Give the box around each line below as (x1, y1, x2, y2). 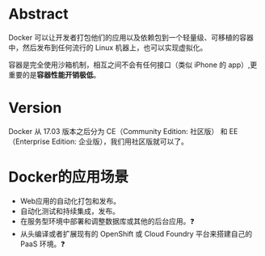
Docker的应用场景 (8, 168, 129, 187)
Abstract (8, 5, 69, 23)
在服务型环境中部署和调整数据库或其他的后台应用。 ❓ (19, 216, 196, 226)
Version (8, 99, 62, 117)
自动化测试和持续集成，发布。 (19, 206, 120, 216)
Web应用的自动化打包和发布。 (19, 195, 121, 206)
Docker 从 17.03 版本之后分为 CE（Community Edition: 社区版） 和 (8, 126, 228, 136)
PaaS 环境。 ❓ (19, 239, 65, 249)
